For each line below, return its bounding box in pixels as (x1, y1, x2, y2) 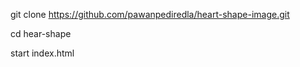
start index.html (10, 47, 75, 59)
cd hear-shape (10, 28, 72, 39)
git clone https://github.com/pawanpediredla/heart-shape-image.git (10, 9, 290, 20)
